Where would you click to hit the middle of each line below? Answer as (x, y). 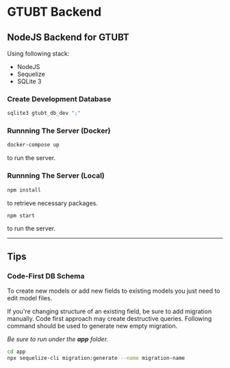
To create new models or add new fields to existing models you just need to (114, 291)
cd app (16, 352)
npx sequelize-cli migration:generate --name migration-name (96, 358)
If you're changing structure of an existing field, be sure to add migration (110, 311)
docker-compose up (33, 145)
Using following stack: (38, 53)
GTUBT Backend (54, 12)
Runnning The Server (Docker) (59, 131)
